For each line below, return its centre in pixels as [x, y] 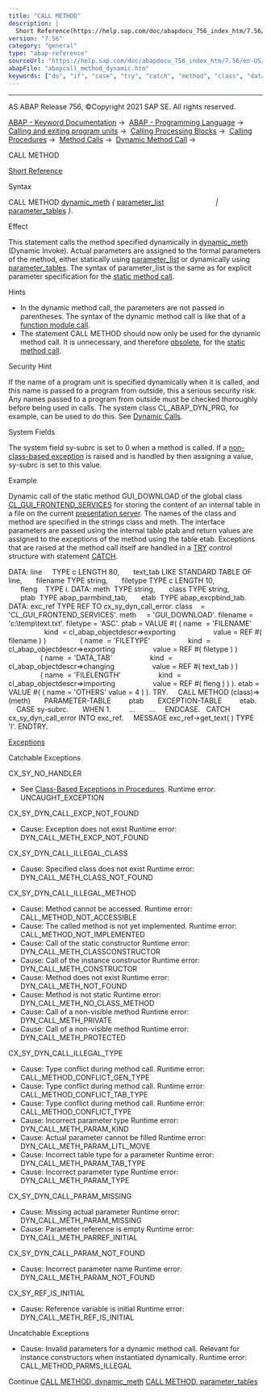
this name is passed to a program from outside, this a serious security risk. [132, 390]
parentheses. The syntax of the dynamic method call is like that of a [133, 316]
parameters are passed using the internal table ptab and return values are [131, 530]
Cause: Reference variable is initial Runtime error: [102, 1308]
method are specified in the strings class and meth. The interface [117, 521]
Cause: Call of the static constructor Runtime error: [105, 943]
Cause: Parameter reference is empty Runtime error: [107, 1228]
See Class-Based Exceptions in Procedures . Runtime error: [118, 789]
